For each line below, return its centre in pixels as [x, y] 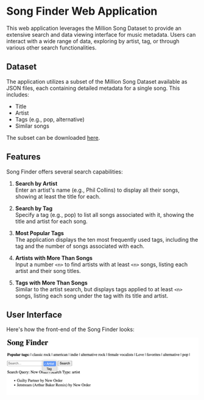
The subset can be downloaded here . [53, 137]
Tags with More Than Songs [51, 283]
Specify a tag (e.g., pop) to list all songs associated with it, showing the [104, 214]
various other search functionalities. [51, 48]
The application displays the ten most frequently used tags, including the [107, 239]
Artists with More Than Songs [54, 258]
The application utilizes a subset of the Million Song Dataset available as [97, 81]
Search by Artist [36, 183]
